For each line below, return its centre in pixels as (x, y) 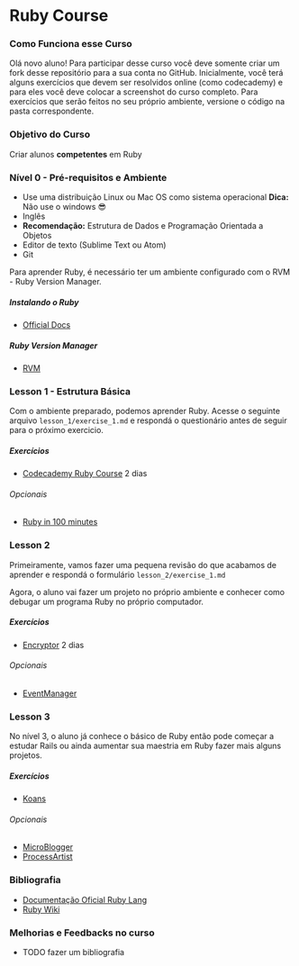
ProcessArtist (48, 857)
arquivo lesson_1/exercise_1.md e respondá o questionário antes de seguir (148, 420)
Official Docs (46, 325)
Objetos (37, 236)
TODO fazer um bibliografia (73, 952)
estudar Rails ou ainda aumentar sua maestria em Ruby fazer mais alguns (145, 746)
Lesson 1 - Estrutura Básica (70, 391)
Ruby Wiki (41, 909)
